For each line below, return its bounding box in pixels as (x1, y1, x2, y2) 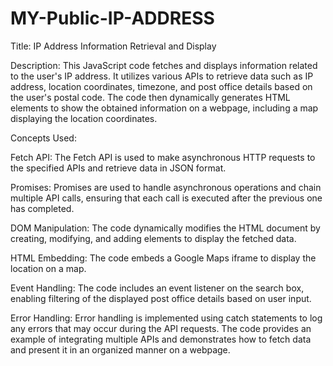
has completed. (10, 202, 75, 214)
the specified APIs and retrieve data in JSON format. (10, 162, 227, 174)
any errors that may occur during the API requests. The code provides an (10, 322, 312, 334)
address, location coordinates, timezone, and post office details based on (10, 80, 313, 92)
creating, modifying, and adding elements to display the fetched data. (10, 232, 297, 244)
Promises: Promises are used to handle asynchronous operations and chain (10, 181, 322, 193)
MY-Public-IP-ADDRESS (10, 7, 215, 30)
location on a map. (10, 262, 87, 274)
